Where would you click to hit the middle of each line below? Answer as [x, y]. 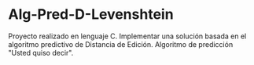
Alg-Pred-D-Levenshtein [91, 14]
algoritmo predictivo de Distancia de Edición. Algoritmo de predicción [121, 44]
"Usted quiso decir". [41, 52]
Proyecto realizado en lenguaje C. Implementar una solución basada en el [127, 36]
